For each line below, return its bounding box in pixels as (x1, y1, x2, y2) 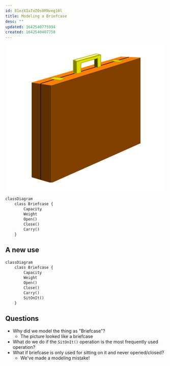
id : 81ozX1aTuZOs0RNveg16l (5, 8, 63, 13)
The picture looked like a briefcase (20, 333, 93, 339)
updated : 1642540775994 (5, 24, 56, 29)
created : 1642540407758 (5, 29, 56, 35)
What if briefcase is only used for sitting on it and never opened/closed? (12, 349, 164, 355)
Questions (5, 314, 39, 323)
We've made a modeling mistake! (20, 355, 90, 361)
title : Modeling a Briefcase (5, 13, 67, 19)
